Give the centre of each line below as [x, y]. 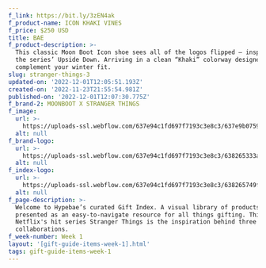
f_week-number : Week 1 [46, 237]
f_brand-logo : [32, 141]
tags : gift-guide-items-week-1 [60, 251]
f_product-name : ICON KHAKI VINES [65, 23]
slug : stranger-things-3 [49, 75]
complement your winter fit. [63, 67]
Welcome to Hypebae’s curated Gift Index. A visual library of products [138, 207]
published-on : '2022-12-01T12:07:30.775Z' [79, 97]
